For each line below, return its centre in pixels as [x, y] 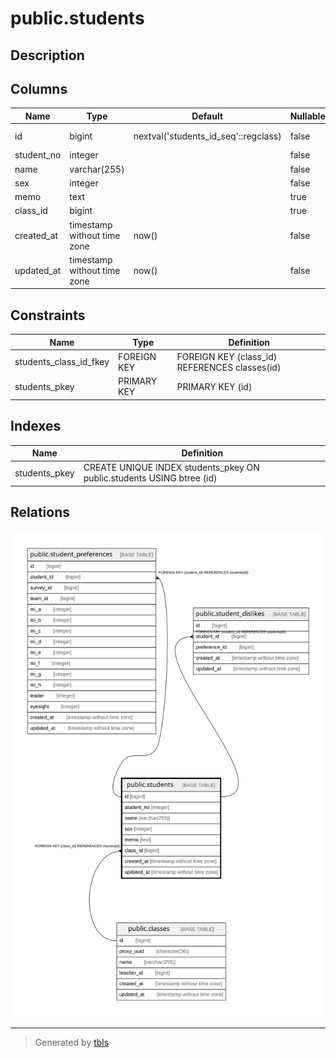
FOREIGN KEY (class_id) [227, 356]
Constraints [48, 315]
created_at [36, 235]
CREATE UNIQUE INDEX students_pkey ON [171, 468]
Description [47, 55]
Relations [40, 512]
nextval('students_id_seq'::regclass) [207, 136]
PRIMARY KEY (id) [214, 386]
